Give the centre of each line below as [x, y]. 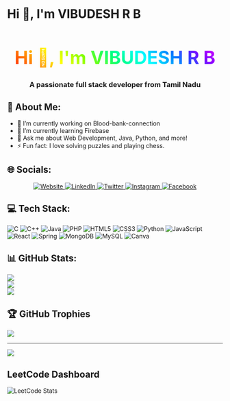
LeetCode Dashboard [53, 374]
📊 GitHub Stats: [42, 258]
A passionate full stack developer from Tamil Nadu [115, 85]
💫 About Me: [34, 107]
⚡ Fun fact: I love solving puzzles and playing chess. [91, 145]
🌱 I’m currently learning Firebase [63, 130]
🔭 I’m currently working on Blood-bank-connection [89, 123]
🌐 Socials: [29, 170]
